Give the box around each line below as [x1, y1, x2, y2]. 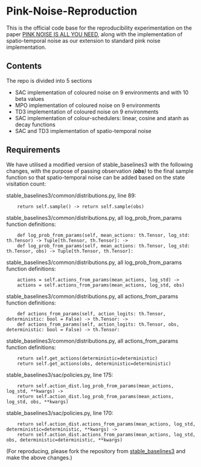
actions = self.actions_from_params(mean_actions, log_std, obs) [17, 282, 185, 288]
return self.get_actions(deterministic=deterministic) [17, 355, 158, 361]
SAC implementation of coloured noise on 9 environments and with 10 [14, 89, 189, 96]
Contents [6, 61, 42, 71]
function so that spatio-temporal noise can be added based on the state [6, 173, 185, 181]
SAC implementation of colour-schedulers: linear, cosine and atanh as [14, 114, 189, 121]
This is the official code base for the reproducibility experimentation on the [6, 24, 192, 31]
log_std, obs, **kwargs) [6, 399, 69, 405]
